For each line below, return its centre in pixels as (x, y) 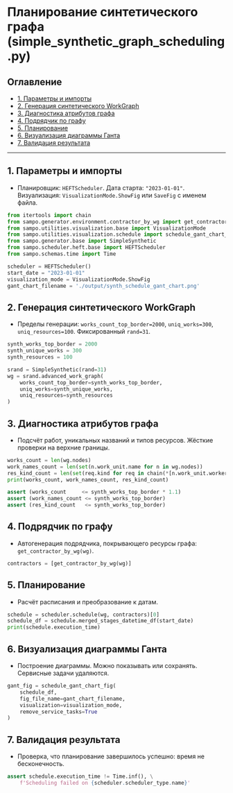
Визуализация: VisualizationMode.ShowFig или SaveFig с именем (112, 195)
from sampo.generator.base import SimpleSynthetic (82, 241)
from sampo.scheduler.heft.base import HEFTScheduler (87, 248)
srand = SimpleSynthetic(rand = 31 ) (57, 369)
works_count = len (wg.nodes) (49, 460)
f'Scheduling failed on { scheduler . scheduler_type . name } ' (105, 783)
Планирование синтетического (103, 12)
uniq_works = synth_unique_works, (66, 389)
